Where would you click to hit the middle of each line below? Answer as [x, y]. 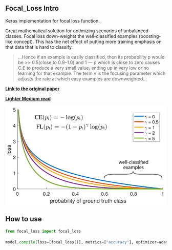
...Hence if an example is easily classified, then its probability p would [91, 57]
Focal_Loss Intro [32, 8]
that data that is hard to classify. [39, 47]
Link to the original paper [33, 89]
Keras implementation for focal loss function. [52, 20]
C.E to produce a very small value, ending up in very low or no [83, 68]
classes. [14, 36]
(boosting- [150, 36]
